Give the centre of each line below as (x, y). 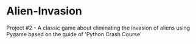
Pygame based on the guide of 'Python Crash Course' (74, 34)
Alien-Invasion (44, 11)
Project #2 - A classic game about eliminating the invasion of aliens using (98, 28)
